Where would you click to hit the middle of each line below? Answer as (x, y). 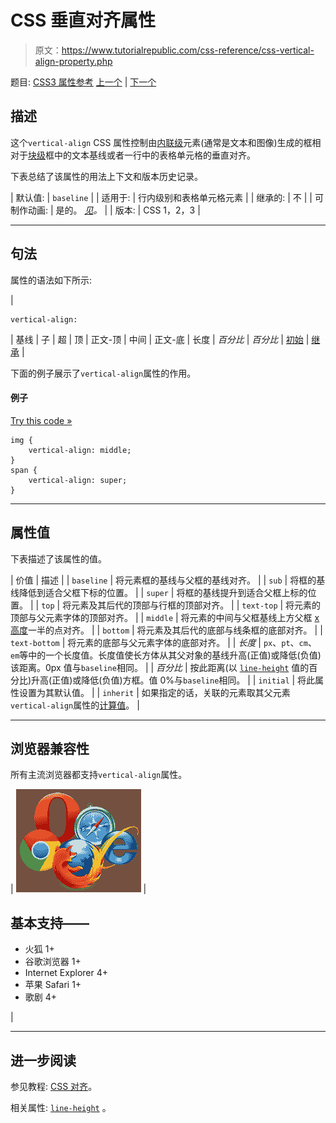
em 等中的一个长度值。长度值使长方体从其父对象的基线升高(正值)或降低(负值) (166, 655)
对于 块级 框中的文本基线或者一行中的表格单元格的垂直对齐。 (133, 155)
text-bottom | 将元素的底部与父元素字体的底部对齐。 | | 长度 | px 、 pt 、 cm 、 (163, 642)
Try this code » (41, 420)
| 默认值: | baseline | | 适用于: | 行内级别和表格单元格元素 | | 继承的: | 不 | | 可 (167, 197)
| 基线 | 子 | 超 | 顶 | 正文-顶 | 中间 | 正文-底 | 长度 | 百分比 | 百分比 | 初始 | (160, 339)
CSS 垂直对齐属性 (83, 20)
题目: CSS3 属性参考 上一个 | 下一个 (83, 82)
